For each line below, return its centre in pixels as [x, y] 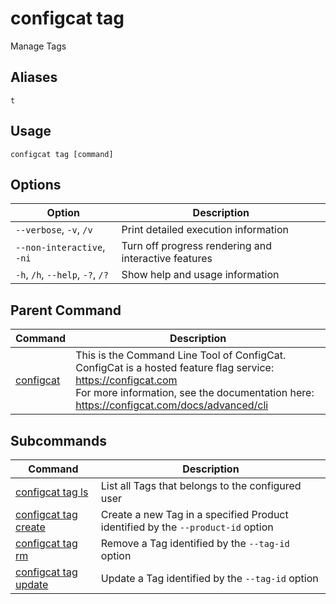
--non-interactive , [60, 247]
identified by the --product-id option [187, 527]
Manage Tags [38, 46]
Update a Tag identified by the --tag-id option [209, 578]
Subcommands [58, 440]
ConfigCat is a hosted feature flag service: [175, 368]
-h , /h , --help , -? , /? [62, 275]
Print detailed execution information [205, 230]
